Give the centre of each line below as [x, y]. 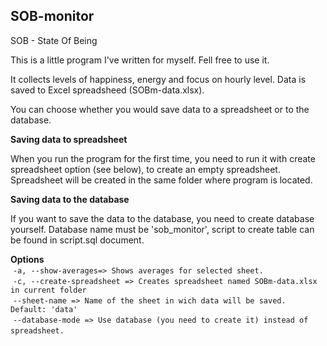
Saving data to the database [70, 199]
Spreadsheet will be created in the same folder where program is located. [161, 180]
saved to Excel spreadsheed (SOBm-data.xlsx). [107, 90]
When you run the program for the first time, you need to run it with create [163, 158]
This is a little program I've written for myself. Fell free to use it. [140, 60]
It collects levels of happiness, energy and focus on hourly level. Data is [158, 79]
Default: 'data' [44, 309]
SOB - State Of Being [54, 40]
